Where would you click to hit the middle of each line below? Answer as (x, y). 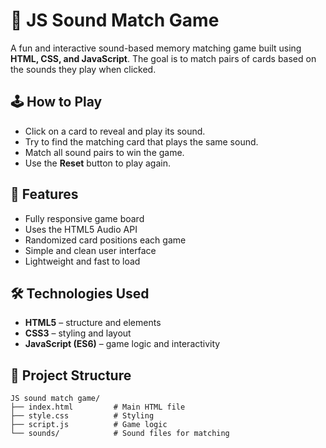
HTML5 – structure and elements (93, 323)
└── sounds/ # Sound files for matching (120, 434)
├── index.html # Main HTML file (98, 407)
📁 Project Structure (71, 375)
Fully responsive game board (84, 218)
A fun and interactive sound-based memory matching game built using (156, 48)
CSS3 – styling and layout (78, 333)
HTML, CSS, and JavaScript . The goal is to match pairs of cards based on (163, 58)
